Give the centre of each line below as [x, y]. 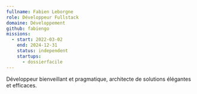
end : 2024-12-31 [37, 46]
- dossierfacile [42, 62]
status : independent [43, 51]
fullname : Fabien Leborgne [40, 12]
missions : [19, 34]
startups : [29, 56]
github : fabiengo [28, 28]
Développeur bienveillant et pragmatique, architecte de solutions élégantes [99, 79]
